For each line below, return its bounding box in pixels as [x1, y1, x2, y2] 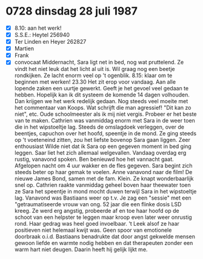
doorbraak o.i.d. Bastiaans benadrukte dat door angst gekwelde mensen [14, 233, 195, 240]
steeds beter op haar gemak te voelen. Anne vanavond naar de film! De [14, 169, 193, 176]
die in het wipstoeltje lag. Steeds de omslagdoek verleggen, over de [14, 123, 184, 131]
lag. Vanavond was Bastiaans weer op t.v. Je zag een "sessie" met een [14, 194, 191, 201]
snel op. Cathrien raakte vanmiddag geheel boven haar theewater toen [14, 181, 191, 189]
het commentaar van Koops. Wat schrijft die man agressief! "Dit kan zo [14, 104, 191, 112]
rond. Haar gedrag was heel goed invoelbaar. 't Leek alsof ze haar [14, 220, 180, 227]
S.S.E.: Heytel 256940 [14, 32, 70, 38]
